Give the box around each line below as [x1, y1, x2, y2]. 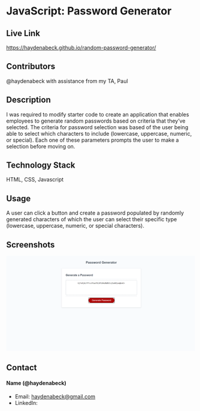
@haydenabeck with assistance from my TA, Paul [6, 77, 128, 85]
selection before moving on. [6, 142, 75, 150]
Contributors [6, 61, 56, 72]
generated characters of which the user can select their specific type [6, 216, 177, 223]
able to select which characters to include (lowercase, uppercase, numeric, [6, 130, 192, 137]
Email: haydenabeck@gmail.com [14, 392, 96, 400]
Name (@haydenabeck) [6, 380, 67, 387]
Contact [6, 362, 37, 373]
